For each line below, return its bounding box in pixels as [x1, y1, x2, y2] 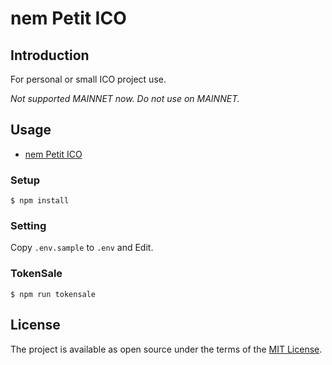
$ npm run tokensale [10, 289, 97, 299]
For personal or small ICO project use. [10, 73, 167, 85]
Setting [10, 219, 47, 233]
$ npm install [10, 196, 70, 206]
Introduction [10, 47, 90, 64]
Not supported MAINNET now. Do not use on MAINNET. [10, 93, 240, 104]
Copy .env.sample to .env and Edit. [10, 242, 154, 254]
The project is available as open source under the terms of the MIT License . [10, 343, 323, 355]
